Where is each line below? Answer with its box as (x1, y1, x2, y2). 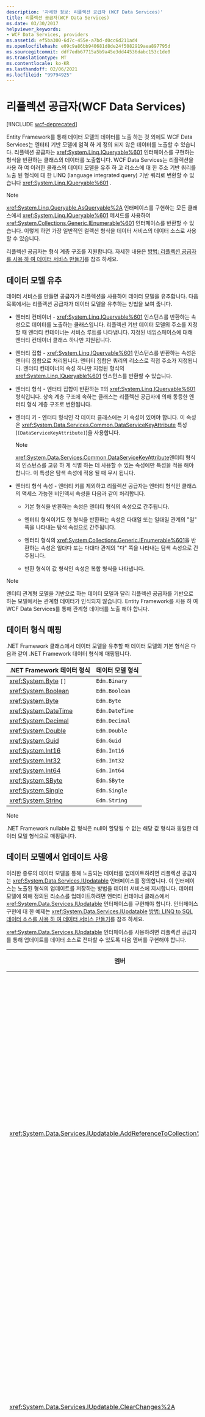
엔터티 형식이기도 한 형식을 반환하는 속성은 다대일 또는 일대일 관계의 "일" (24, 516, 197, 523)
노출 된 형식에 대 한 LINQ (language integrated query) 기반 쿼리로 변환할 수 (6, 172, 188, 179)
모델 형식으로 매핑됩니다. (17, 832, 77, 840)
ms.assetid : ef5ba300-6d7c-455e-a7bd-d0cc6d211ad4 (6, 37, 138, 44)
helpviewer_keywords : (6, 26, 62, 32)
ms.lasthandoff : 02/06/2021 (6, 66, 78, 72)
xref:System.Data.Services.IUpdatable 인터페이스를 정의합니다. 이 (12, 877, 174, 884)
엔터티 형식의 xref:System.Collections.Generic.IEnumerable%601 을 (24, 537, 190, 544)
